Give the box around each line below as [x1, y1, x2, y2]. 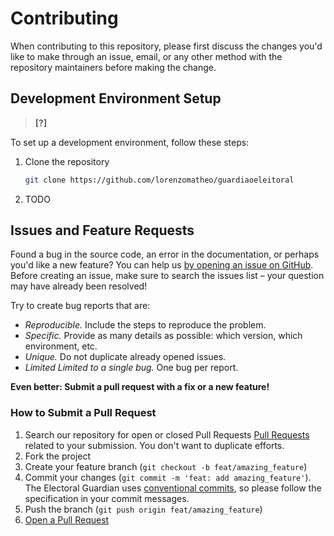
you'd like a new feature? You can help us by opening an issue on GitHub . [10, 259, 314, 271]
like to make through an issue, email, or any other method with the [10, 50, 283, 62]
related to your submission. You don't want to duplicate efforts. [24, 439, 285, 451]
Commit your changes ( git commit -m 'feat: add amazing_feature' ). [24, 471, 312, 483]
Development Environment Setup [10, 90, 222, 107]
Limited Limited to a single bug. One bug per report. [24, 362, 239, 374]
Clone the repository [24, 155, 110, 167]
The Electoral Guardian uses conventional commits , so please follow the [24, 482, 322, 494]
